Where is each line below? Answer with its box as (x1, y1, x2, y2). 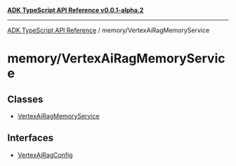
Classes (7, 93, 44, 105)
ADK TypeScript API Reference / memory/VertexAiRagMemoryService (7, 26, 210, 34)
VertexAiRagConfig (17, 151, 73, 159)
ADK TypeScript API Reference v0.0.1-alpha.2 (7, 6, 144, 14)
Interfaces (7, 132, 54, 144)
